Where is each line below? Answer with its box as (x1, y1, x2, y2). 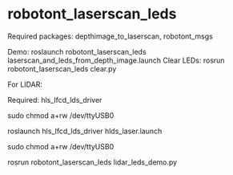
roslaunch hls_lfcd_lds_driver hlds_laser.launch (7, 126, 163, 136)
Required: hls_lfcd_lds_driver (7, 95, 102, 104)
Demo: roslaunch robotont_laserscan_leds (7, 47, 147, 56)
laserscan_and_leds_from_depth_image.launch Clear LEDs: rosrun (7, 55, 225, 65)
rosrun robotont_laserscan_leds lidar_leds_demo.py (7, 157, 178, 167)
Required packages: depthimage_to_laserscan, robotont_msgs (7, 31, 213, 41)
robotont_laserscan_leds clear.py (7, 63, 117, 73)
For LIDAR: (7, 79, 43, 89)
